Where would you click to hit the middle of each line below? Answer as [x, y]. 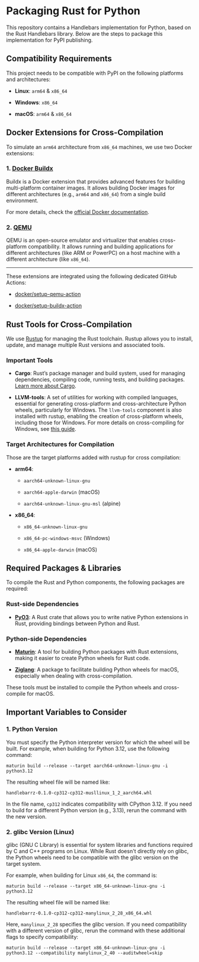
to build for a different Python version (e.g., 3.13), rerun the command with [96, 810]
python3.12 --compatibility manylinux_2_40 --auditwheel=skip [84, 953]
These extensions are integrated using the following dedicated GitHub [92, 276]
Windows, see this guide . [46, 429]
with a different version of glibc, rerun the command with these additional [96, 931]
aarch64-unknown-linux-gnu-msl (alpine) [72, 503]
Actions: [16, 283]
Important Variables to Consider [67, 712]
